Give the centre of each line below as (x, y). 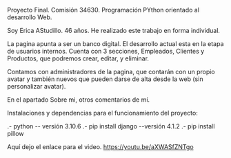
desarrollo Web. (30, 17)
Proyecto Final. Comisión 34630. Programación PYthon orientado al (103, 10)
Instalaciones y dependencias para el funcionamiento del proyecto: (102, 113)
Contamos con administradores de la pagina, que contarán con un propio (111, 72)
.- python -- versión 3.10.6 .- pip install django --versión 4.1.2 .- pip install (111, 126)
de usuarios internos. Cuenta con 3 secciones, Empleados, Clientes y (106, 51)
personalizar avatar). (37, 86)
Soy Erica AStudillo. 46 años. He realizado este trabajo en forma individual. (114, 31)
